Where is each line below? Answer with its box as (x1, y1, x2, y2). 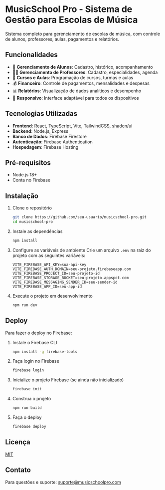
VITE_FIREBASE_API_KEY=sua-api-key (12, 262, 87, 267)
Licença (5, 438, 31, 446)
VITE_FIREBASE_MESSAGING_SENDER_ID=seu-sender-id (12, 280, 118, 285)
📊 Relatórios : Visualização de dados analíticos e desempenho (12, 88, 142, 94)
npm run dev (12, 302, 37, 308)
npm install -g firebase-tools (12, 349, 78, 354)
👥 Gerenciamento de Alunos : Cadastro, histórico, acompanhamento (12, 64, 153, 70)
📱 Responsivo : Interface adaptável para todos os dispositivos (12, 95, 139, 101)
